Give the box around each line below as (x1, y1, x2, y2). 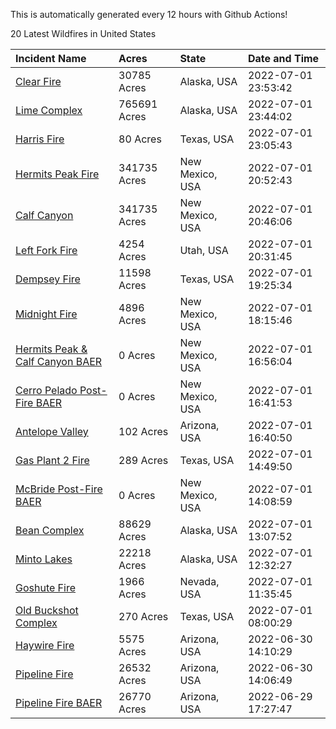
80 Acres (118, 132, 162, 146)
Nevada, (179, 575, 220, 588)
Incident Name (15, 52, 87, 65)
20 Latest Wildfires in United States (10, 28, 157, 39)
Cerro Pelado (15, 384, 78, 397)
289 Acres (118, 454, 169, 467)
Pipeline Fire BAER (15, 696, 103, 709)
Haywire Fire (15, 639, 75, 652)
